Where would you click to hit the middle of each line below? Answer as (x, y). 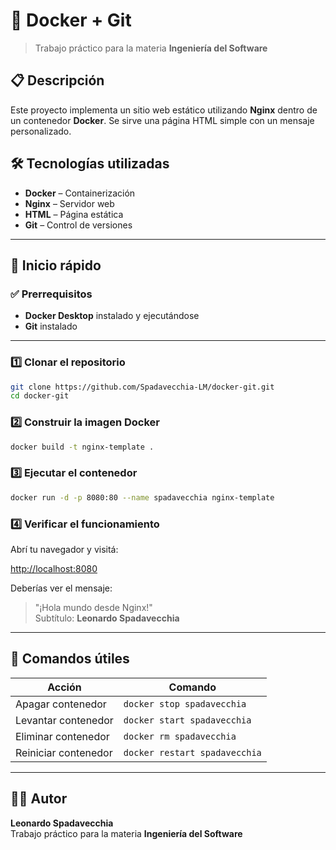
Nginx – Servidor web (69, 203)
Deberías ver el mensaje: (61, 588)
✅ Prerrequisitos (51, 294)
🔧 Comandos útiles (70, 659)
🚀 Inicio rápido (56, 265)
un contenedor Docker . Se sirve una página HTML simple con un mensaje (162, 120)
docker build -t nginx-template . (82, 447)
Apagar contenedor (61, 704)
